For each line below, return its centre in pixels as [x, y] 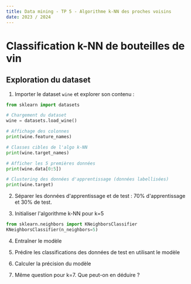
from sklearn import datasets [43, 105]
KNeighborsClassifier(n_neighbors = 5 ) [52, 230]
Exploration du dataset [48, 80]
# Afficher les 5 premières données [51, 163]
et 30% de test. [33, 202]
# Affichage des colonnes [37, 131]
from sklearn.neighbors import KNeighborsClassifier [72, 224]
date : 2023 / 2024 [28, 17]
